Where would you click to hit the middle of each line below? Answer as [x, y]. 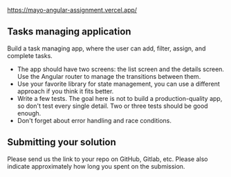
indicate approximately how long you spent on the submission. [96, 166]
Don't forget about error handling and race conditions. [94, 120]
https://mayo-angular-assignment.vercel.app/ [72, 10]
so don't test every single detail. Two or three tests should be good [113, 106]
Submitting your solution [62, 142]
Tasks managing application [69, 31]
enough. [29, 113]
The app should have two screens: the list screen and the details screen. [121, 69]
